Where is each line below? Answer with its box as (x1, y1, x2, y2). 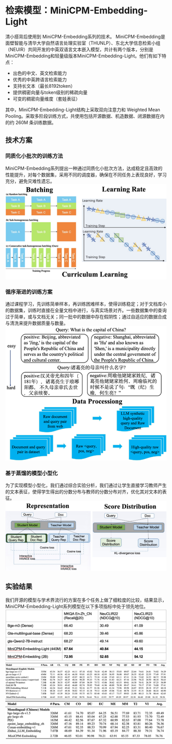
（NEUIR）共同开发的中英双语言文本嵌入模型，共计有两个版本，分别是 (5, 46, 154, 52)
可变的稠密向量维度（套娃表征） (12, 95, 80, 102)
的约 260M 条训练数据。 (5, 119, 56, 126)
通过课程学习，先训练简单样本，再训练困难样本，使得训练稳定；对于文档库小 (5, 301, 167, 307)
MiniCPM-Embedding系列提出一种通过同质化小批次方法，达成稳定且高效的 (5, 165, 163, 171)
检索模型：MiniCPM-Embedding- (5, 5, 148, 16)
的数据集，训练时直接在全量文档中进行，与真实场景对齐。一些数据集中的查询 (5, 307, 167, 313)
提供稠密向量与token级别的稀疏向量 (12, 89, 88, 95)
